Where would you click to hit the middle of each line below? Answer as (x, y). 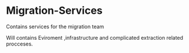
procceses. (20, 44)
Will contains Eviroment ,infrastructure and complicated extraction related (95, 37)
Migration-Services (55, 11)
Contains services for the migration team (55, 26)
